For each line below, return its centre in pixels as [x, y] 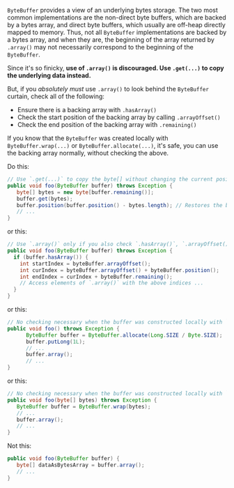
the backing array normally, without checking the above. [88, 153]
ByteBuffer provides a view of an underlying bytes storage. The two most [112, 10]
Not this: [19, 446]
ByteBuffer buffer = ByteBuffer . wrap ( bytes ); [84, 406]
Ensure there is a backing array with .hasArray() [87, 110]
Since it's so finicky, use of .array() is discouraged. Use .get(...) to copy [116, 68]
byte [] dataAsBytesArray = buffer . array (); [80, 465]
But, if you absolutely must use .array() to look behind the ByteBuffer [108, 89]
